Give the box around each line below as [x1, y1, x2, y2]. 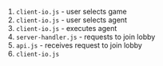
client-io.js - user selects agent [15, 15, 128, 25]
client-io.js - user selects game [15, 7, 127, 16]
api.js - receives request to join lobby [15, 41, 142, 50]
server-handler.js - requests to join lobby [15, 32, 156, 41]
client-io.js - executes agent [15, 24, 117, 33]
